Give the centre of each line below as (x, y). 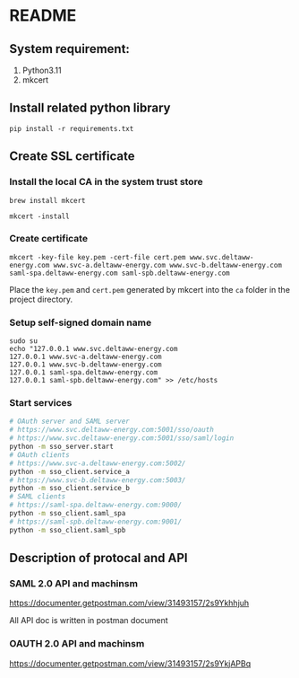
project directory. (41, 299)
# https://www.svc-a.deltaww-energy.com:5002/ (98, 463)
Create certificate (48, 239)
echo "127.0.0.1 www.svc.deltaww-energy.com (94, 349)
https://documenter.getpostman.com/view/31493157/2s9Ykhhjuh (129, 603)
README (43, 16)
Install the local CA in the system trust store (106, 182)
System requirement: (69, 49)
